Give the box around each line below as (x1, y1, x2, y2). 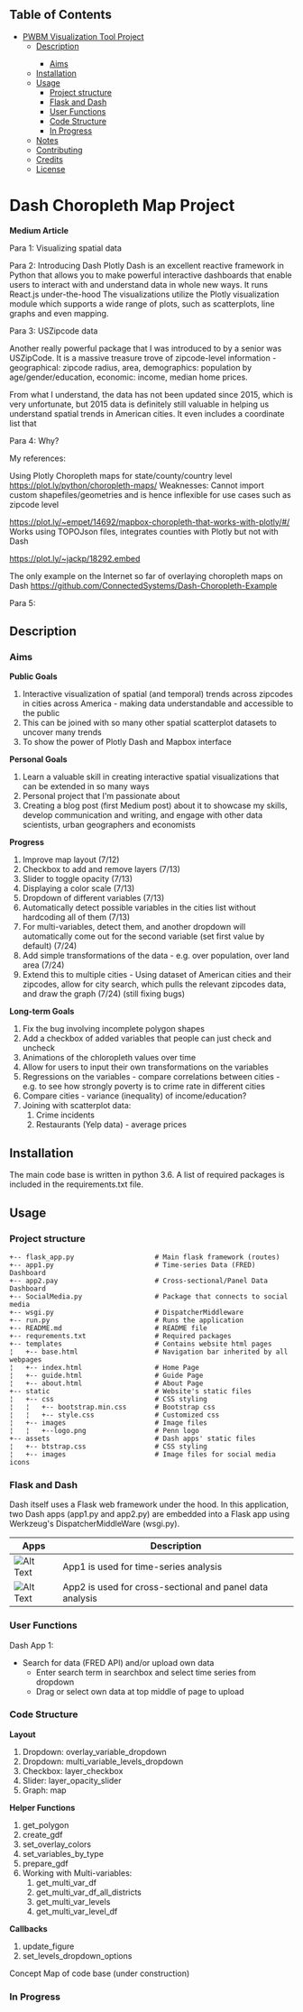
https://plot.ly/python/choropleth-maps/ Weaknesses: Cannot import (9, 480, 264, 491)
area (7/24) (22, 960, 65, 970)
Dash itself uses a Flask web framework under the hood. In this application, (9, 1499, 289, 1510)
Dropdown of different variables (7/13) (22, 893, 165, 904)
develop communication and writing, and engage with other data (22, 810, 263, 821)
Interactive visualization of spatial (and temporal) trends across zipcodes (22, 689, 293, 700)
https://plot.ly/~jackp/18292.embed (9, 553, 141, 564)
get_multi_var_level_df (35, 1906, 118, 1916)
